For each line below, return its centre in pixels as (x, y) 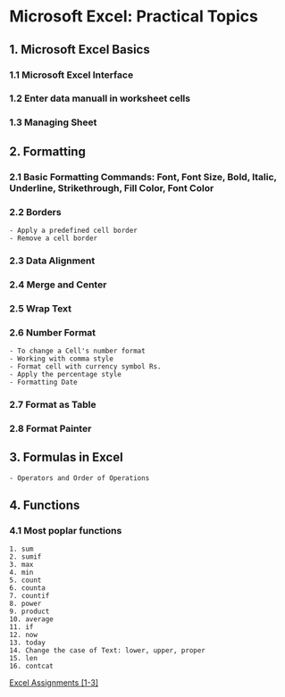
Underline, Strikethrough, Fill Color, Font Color (112, 187)
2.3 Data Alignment (52, 261)
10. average (31, 619)
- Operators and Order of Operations (80, 478)
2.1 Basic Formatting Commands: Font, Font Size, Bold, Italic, (143, 177)
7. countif (29, 596)
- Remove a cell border (54, 238)
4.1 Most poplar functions (66, 530)
